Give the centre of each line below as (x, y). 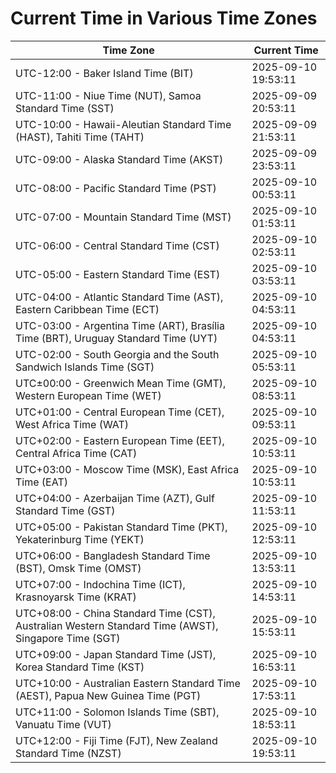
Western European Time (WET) (88, 395)
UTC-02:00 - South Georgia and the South (117, 354)
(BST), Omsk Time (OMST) (78, 568)
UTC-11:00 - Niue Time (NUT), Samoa (108, 95)
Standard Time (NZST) (68, 753)
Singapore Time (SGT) (68, 638)
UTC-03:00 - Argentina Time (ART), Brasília (120, 325)
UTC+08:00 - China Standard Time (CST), (115, 613)
